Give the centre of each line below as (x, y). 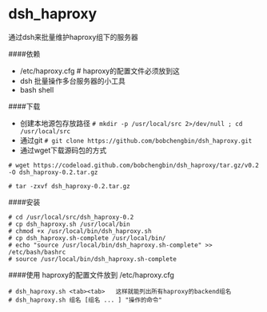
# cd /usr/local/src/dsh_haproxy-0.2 (71, 217)
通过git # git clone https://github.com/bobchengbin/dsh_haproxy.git (136, 140)
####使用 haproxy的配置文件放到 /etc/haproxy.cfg (91, 274)
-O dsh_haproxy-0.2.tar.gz (53, 172)
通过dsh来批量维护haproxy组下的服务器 (73, 37)
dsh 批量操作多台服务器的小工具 (72, 81)
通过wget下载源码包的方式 (63, 150)
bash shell (37, 89)
